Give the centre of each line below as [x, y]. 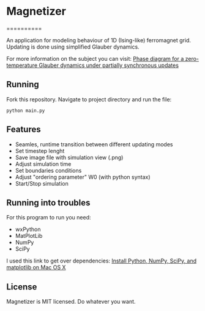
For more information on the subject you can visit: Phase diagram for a [95, 58]
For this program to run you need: [49, 218]
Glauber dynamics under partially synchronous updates [109, 65]
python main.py [26, 111]
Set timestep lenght [40, 151]
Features [24, 129]
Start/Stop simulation [42, 183]
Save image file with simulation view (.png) [69, 157]
